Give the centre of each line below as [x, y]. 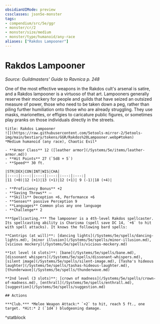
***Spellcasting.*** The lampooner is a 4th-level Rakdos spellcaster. [79, 218]
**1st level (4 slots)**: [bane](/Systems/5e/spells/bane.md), [71, 253]
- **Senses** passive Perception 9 [41, 201]
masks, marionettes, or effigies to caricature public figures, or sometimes [79, 114]
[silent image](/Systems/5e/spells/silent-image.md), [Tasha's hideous [79, 261]
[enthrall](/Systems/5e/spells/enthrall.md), [87, 282]
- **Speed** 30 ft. [25, 163]
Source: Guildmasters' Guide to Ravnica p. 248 [52, 79]
